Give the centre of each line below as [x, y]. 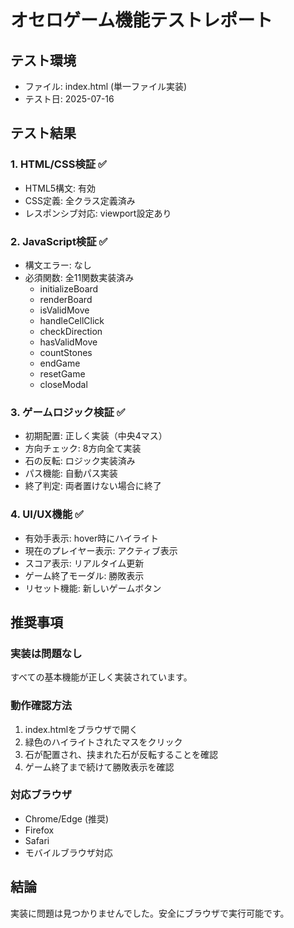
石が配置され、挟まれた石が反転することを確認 [121, 754]
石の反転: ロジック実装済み [80, 461]
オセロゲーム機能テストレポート [141, 20]
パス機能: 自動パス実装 [71, 473]
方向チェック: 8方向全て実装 [83, 448]
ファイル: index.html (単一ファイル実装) [106, 86]
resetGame [62, 373]
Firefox [39, 830]
